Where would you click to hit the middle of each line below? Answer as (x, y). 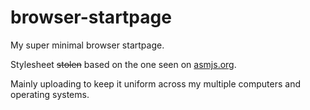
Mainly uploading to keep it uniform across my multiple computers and (155, 83)
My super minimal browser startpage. (87, 45)
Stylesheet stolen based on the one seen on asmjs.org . (123, 64)
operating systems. (50, 94)
